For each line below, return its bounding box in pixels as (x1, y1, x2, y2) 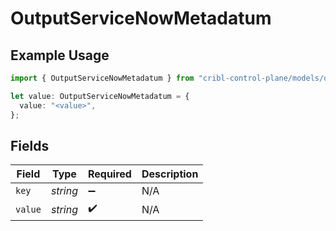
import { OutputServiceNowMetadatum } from (10, 73, 195, 83)
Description (141, 167, 199, 181)
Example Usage (10, 47, 110, 64)
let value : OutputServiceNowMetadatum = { (10, 91, 190, 101)
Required (87, 167, 132, 181)
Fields (10, 137, 50, 154)
